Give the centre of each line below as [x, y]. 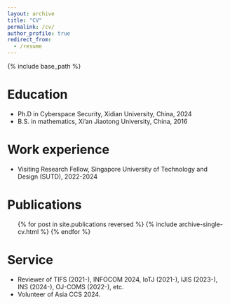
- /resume [28, 46]
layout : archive [31, 14]
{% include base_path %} [44, 66]
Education [38, 95]
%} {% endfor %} [66, 231]
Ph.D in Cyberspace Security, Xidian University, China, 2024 [104, 113]
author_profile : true [39, 33]
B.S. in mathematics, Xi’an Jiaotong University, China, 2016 [102, 121]
